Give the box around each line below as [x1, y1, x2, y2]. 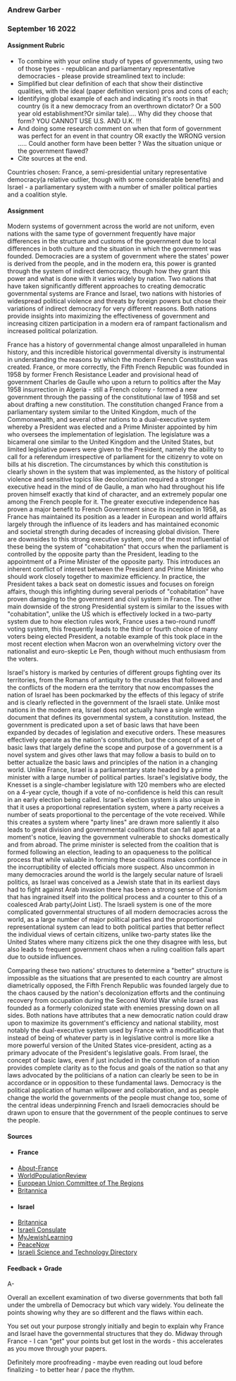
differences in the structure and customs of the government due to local [7, 237, 217, 246]
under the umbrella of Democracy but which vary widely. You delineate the [7, 1301, 224, 1309]
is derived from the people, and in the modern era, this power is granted [7, 259, 216, 268]
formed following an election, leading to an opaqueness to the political [7, 848, 211, 856]
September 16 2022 [7, 23, 76, 33]
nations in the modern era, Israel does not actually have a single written [7, 706, 215, 714]
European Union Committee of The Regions [17, 1179, 144, 1187]
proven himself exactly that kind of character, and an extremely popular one [7, 490, 228, 499]
